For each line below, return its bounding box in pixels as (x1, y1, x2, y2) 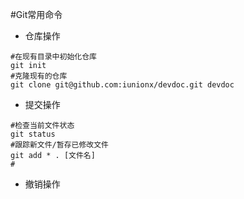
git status (10, 129, 56, 139)
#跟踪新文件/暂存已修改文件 (10, 140, 110, 150)
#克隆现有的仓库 (10, 71, 68, 81)
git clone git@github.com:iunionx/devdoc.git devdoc (10, 80, 235, 90)
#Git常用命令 (10, 9, 63, 20)
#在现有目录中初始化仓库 (10, 52, 97, 62)
